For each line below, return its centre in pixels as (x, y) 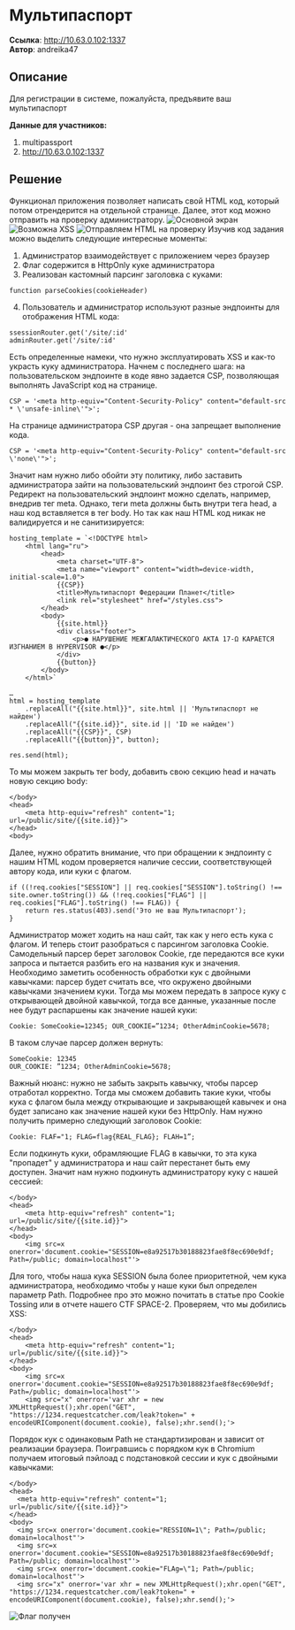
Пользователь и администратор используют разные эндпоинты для (151, 307)
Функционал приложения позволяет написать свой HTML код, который (144, 201)
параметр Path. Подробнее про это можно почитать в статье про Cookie (147, 1295)
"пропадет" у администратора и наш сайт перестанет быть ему (130, 1162)
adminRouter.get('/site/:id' (63, 340)
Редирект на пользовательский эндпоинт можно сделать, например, (140, 494)
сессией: (26, 1181)
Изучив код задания (246, 229)
